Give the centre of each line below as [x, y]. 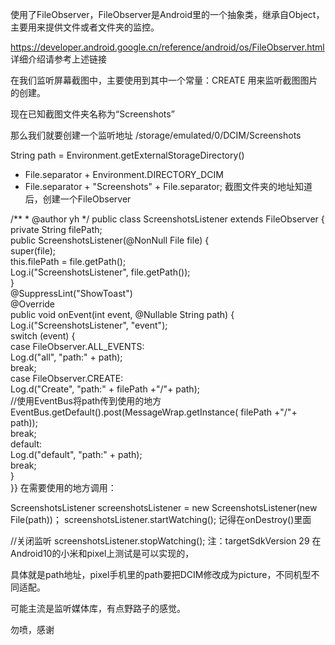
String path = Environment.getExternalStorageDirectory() [127, 155]
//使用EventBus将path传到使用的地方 [86, 401]
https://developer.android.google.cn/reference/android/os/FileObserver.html [167, 47]
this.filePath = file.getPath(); [68, 261]
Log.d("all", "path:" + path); [66, 357]
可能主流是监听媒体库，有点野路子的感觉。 [98, 608]
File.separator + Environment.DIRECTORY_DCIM [124, 174]
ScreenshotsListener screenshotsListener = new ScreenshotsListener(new [164, 507]
